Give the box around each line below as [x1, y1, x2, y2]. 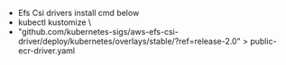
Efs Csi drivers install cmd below [17, 8, 140, 18]
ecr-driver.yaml [17, 45, 75, 56]
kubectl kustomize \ [17, 17, 92, 28]
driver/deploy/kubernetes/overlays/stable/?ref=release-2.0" [17, 36, 241, 46]
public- [249, 36, 277, 46]
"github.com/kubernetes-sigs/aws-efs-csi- [17, 27, 179, 37]
